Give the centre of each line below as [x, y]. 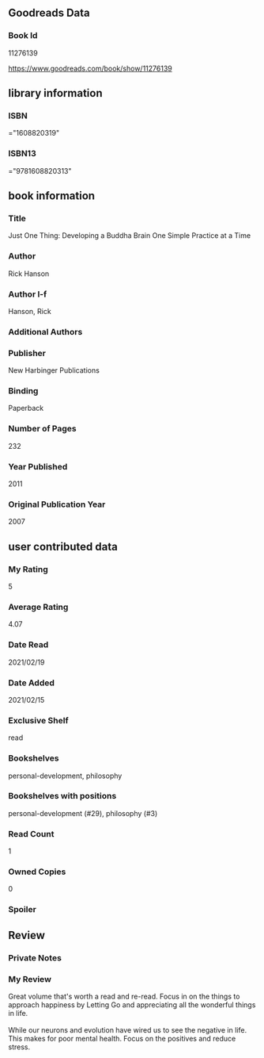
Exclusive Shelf [38, 720]
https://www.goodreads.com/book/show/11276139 [90, 68]
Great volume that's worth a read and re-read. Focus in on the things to [124, 996]
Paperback [26, 408]
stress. [19, 1047]
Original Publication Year [57, 504]
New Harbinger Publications [54, 370]
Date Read [28, 645]
